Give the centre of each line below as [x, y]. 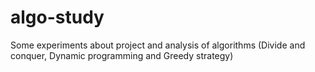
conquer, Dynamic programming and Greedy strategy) [122, 55]
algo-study [57, 17]
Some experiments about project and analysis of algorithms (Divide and [158, 45]
